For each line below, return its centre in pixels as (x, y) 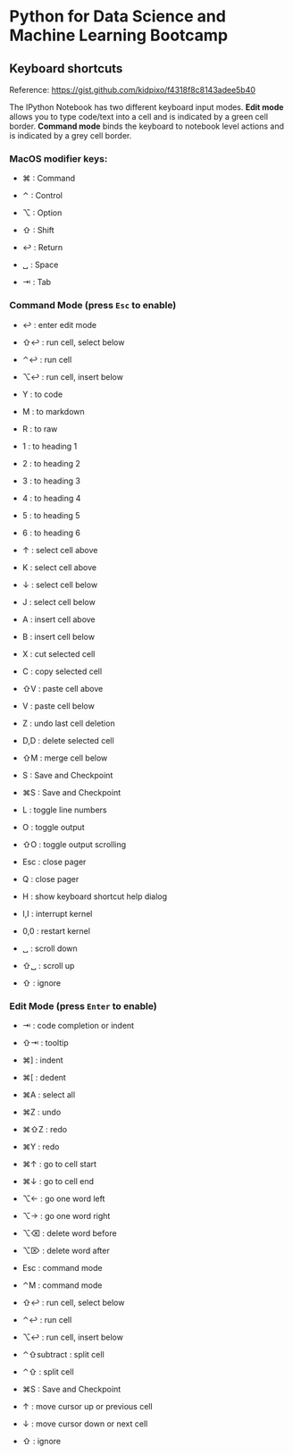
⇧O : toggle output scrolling (74, 844)
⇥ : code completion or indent (78, 1025)
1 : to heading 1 (50, 446)
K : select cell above (59, 567)
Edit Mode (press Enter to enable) (84, 1005)
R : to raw (40, 429)
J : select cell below (59, 601)
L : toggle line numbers (64, 810)
